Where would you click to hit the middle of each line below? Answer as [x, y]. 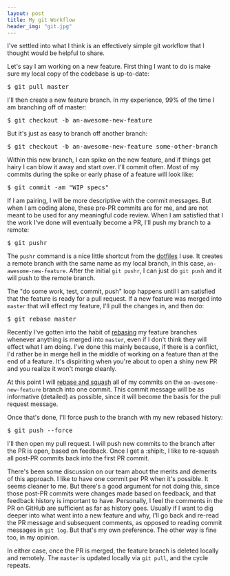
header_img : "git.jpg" [40, 26]
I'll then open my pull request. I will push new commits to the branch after [111, 444]
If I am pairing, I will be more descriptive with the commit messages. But [109, 201]
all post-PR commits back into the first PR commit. [78, 458]
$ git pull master [38, 87]
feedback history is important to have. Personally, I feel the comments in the [115, 501]
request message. [33, 404]
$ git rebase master [42, 319]
